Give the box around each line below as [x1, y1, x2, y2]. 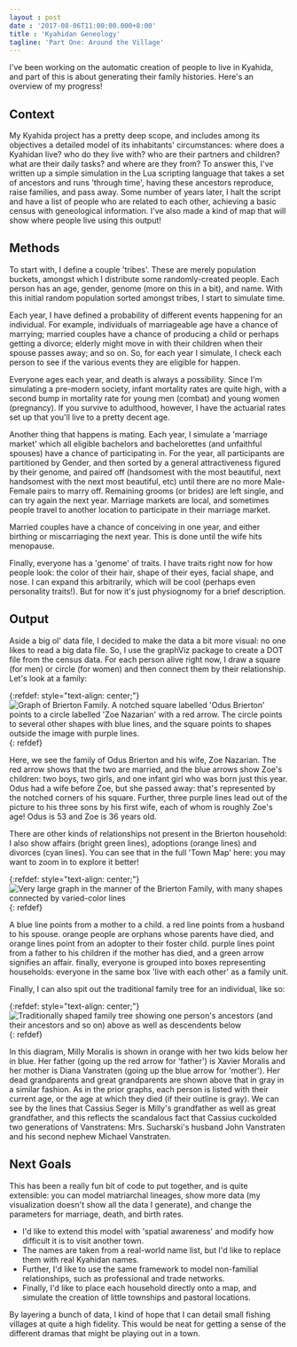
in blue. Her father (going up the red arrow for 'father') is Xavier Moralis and [9, 1055, 285, 1066]
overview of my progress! [9, 81, 103, 91]
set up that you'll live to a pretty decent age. [9, 412, 170, 422]
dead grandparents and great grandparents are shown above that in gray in [9, 1075, 285, 1085]
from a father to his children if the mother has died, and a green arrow [9, 947, 264, 958]
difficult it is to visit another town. [21, 1235, 145, 1246]
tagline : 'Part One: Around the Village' [9, 37, 165, 47]
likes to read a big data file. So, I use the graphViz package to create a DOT [9, 644, 284, 655]
